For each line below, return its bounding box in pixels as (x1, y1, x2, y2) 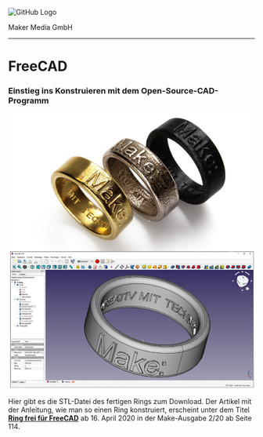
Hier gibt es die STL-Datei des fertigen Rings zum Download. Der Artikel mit (8, 397, 252, 406)
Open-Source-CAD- (140, 86, 219, 97)
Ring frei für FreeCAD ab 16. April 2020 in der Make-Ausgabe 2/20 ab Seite (8, 413, 252, 423)
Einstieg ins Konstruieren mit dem (8, 86, 139, 97)
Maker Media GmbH (8, 23, 73, 31)
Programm (8, 95, 49, 106)
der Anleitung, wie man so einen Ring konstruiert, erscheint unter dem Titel (8, 405, 250, 415)
